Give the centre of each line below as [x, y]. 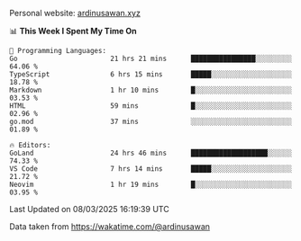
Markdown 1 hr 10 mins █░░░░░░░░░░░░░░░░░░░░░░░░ [151, 90]
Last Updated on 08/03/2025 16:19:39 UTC [89, 209]
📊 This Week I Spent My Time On [73, 31]
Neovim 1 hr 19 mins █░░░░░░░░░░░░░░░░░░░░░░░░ [151, 184]
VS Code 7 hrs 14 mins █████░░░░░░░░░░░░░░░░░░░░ [151, 169]
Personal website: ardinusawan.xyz [75, 13]
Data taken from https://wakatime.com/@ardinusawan [109, 227]
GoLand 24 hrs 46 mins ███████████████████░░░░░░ [151, 153]
